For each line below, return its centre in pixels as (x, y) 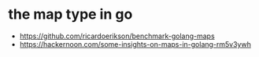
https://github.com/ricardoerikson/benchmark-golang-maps (117, 36)
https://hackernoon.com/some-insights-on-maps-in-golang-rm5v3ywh (135, 44)
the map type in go (70, 14)
